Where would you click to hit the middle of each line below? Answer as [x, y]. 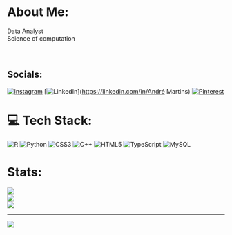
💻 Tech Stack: [50, 120]
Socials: [25, 75]
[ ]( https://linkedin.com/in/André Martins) [117, 91]
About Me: [38, 12]
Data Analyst [25, 31]
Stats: [25, 172]
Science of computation [41, 38]
